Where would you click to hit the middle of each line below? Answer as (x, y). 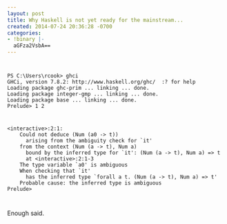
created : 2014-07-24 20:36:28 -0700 (60, 26)
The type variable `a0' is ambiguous (74, 165)
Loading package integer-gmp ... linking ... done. (83, 94)
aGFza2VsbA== (32, 46)
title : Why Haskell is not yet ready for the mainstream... (96, 20)
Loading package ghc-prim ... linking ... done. (78, 88)
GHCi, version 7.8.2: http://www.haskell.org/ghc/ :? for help (101, 82)
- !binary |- (26, 39)
